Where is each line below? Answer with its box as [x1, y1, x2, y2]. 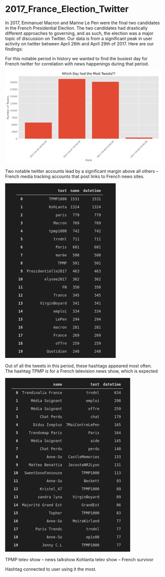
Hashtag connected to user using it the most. [5, 566, 97, 572]
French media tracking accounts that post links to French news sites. [5, 173, 145, 179]
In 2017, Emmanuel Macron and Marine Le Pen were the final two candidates [5, 20, 160, 26]
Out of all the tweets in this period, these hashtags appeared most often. [5, 363, 152, 369]
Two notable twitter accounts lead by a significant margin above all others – [5, 168, 159, 174]
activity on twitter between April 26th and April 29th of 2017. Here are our [5, 40, 154, 46]
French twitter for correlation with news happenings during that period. [5, 61, 149, 67]
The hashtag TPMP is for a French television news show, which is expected [5, 368, 158, 374]
